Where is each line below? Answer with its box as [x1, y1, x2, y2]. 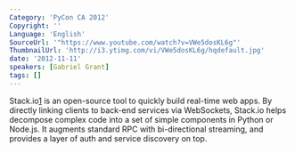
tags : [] [9, 71, 42, 80]
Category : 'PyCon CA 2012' [9, 12, 110, 22]
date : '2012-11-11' [9, 54, 82, 63]
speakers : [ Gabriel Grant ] [9, 63, 110, 72]
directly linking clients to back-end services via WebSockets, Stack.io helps [9, 104, 287, 116]
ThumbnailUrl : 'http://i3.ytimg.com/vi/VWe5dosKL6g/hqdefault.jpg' [9, 46, 266, 55]
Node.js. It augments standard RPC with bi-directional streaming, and [9, 124, 264, 134]
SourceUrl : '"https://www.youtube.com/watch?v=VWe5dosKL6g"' [9, 37, 242, 47]
